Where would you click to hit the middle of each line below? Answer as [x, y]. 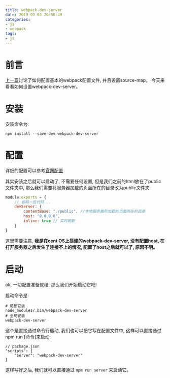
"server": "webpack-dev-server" [48, 355]
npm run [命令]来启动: [28, 337]
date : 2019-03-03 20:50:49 [34, 15]
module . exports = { [26, 197]
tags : [11, 34]
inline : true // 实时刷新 [49, 221]
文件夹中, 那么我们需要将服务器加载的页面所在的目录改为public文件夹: [78, 187]
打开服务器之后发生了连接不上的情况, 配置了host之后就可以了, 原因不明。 [81, 247]
